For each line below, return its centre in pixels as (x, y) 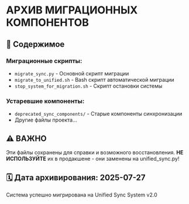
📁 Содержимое (35, 44)
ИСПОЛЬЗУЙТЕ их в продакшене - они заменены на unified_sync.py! (93, 158)
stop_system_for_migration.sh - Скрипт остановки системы (88, 86)
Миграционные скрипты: (44, 61)
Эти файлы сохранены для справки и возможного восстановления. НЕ (95, 152)
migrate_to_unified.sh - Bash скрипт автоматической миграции (94, 79)
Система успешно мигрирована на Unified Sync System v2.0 (82, 195)
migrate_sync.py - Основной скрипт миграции (72, 73)
